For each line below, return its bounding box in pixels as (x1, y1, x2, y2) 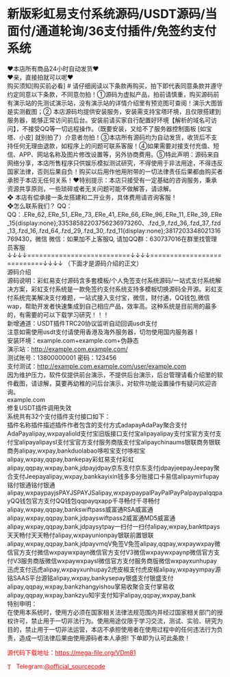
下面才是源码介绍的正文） (71, 259, 143, 268)
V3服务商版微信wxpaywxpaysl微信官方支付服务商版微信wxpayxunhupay (12, 556, 218, 565)
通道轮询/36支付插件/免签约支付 (35, 23, 217, 39)
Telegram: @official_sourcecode (16, 662, 106, 670)
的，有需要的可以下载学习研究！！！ (7, 310, 110, 319)
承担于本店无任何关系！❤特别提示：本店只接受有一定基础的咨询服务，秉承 (7, 176, 218, 184)
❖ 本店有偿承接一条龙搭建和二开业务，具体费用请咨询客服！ (7, 193, 177, 201)
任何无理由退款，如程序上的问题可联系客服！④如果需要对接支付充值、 (12, 141, 214, 150)
